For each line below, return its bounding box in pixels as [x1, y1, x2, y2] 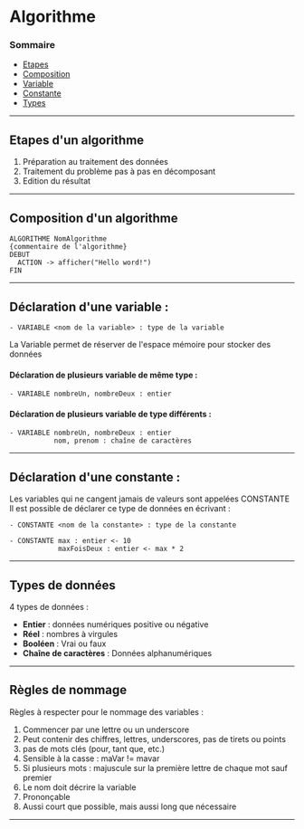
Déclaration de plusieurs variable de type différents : [9, 408, 212, 419]
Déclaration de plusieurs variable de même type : [9, 369, 198, 380]
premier [22, 772, 52, 783]
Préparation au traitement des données [22, 157, 169, 167]
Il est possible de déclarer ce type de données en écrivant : [9, 503, 231, 514]
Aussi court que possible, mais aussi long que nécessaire [22, 801, 237, 812]
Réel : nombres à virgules [22, 628, 119, 639]
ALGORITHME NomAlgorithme [9, 234, 107, 243]
